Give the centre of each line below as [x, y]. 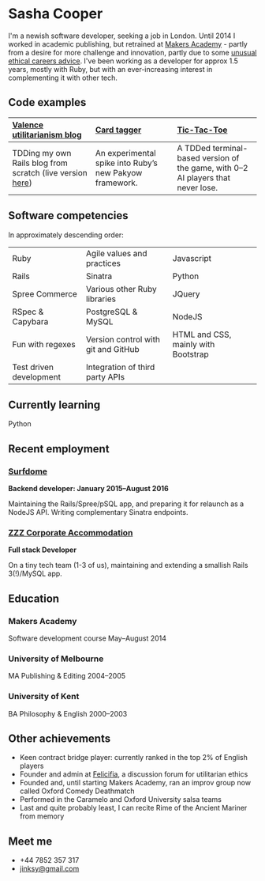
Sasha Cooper [56, 14]
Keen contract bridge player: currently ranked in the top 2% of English [134, 758]
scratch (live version [50, 172]
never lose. [198, 187]
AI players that [204, 177]
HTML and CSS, [202, 335]
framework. [116, 183]
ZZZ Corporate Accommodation [71, 532]
